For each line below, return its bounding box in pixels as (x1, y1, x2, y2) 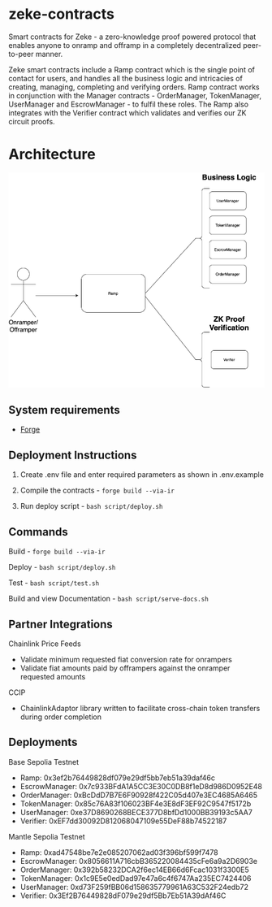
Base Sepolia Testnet (8, 757, 80, 766)
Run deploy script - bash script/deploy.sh (19, 501, 163, 511)
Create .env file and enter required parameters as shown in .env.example (19, 470, 264, 480)
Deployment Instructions (8, 448, 137, 462)
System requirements (8, 403, 120, 417)
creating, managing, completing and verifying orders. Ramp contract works (8, 82, 260, 92)
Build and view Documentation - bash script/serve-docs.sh (8, 594, 209, 604)
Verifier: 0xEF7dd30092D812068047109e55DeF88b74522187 (19, 816, 227, 826)
